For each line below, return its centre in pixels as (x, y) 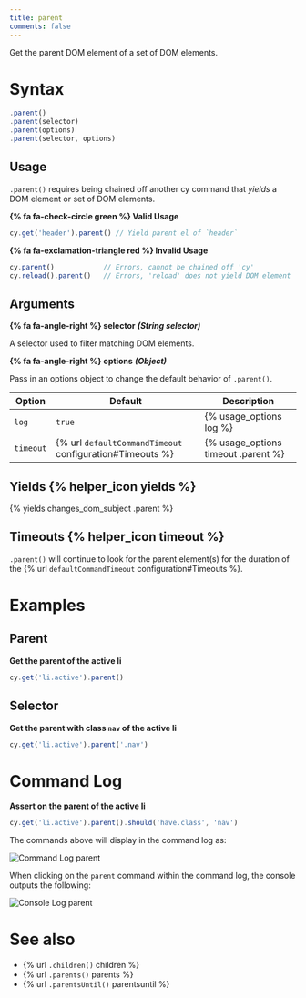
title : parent (36, 18)
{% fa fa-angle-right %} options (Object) (88, 362)
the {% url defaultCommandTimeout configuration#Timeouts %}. (126, 568)
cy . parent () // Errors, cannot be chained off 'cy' (132, 267)
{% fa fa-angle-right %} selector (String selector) (105, 326)
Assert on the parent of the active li (77, 806)
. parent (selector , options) (63, 139)
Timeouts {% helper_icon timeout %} (117, 537)
